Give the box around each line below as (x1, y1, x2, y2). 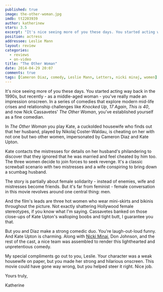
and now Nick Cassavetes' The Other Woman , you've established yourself (5, 109, 154, 115)
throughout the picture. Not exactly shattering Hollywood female (5, 203, 134, 209)
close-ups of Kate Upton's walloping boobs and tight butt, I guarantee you (5, 213, 154, 219)
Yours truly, (5, 273, 28, 278)
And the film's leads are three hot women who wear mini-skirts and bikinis (5, 198, 154, 204)
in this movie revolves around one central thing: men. (5, 189, 111, 194)
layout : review (5, 43, 36, 48)
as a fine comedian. (5, 114, 45, 120)
